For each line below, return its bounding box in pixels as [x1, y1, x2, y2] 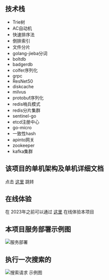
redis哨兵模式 [12, 101, 41, 107]
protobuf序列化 [12, 95, 44, 101]
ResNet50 [12, 78, 33, 84]
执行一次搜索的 [5, 255, 51, 264]
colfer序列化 [12, 67, 38, 73]
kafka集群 [12, 148, 33, 154]
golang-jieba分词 [12, 50, 47, 56]
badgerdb [12, 61, 33, 67]
